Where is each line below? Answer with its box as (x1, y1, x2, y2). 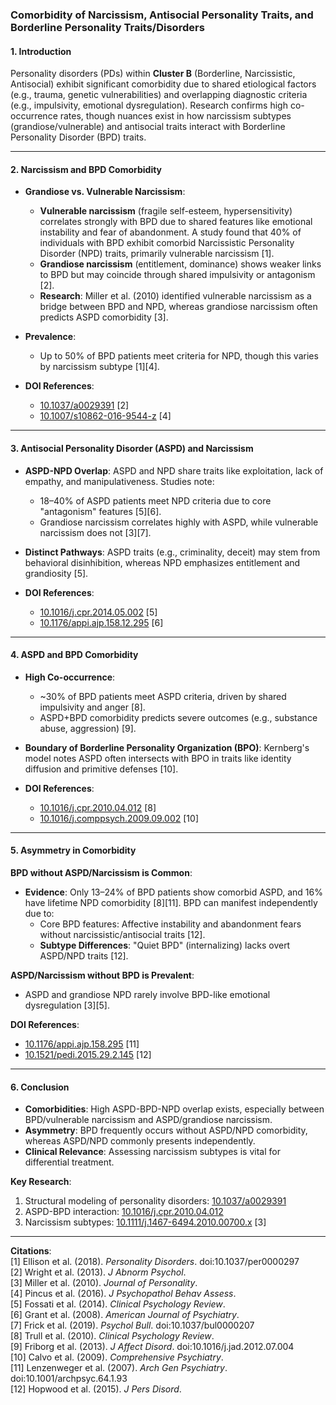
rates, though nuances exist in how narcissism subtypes (59, 110, 292, 122)
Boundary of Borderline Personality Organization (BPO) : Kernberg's (24, 741, 310, 753)
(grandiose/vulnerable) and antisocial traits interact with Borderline (10, 121, 286, 133)
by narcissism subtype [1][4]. (39, 361, 160, 373)
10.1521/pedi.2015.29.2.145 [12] (24, 1048, 152, 1060)
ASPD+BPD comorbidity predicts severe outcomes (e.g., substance (39, 711, 318, 723)
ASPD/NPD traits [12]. (39, 949, 129, 962)
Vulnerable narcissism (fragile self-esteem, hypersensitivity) (39, 205, 293, 217)
